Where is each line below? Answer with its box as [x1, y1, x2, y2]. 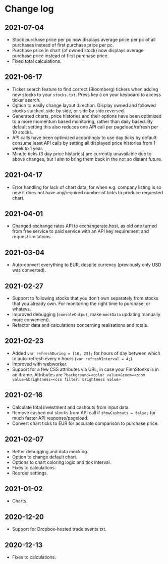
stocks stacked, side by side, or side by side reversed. [12, 107, 125, 114]
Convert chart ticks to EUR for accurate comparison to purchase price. [12, 420, 159, 426]
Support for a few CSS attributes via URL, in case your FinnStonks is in [12, 366, 159, 372]
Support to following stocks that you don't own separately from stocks [12, 295, 158, 301]
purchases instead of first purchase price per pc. [12, 42, 114, 48]
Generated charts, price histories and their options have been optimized [12, 113, 162, 119]
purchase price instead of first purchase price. [12, 53, 109, 59]
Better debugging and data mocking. [12, 448, 89, 454]
